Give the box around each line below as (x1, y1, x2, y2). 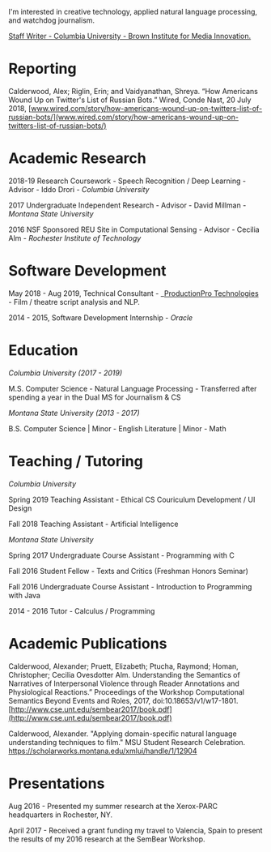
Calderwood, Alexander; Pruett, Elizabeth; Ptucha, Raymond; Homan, (8, 661, 239, 671)
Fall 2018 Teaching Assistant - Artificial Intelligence (8, 519, 179, 529)
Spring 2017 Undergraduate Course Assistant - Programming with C (8, 550, 235, 560)
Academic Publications (8, 634, 167, 653)
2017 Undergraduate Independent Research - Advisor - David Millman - (8, 200, 247, 210)
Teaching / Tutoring (8, 452, 143, 470)
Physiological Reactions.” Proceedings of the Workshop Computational (8, 687, 245, 696)
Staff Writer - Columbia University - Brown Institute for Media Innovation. (8, 32, 252, 41)
